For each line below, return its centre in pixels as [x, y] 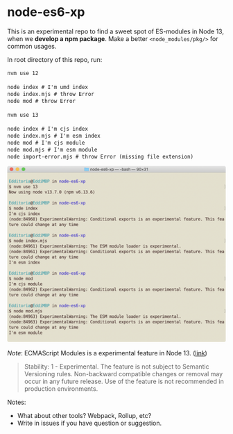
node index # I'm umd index [48, 87]
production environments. [61, 388]
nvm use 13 [23, 115]
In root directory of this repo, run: [55, 59]
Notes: [17, 402]
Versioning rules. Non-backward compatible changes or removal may [123, 373]
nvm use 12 [23, 73]
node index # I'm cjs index [48, 129]
